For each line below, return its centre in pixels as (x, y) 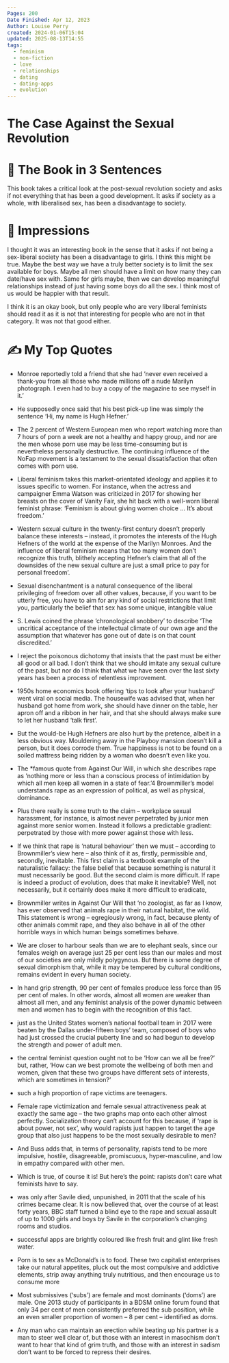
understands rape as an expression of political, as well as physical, (111, 790)
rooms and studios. (44, 1226)
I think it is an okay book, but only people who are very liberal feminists (107, 307)
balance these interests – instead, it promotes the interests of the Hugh (117, 536)
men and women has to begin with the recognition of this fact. (105, 1010)
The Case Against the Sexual (91, 124)
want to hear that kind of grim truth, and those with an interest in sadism (119, 1345)
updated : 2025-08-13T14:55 (45, 39)
